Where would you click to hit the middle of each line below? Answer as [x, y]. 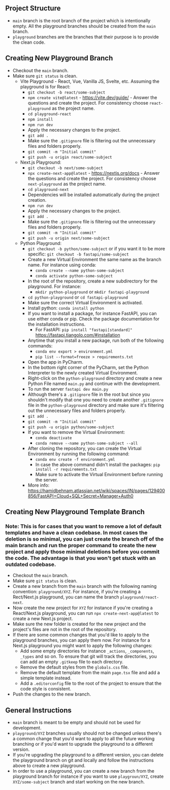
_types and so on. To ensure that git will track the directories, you [89, 656]
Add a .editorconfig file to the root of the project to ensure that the [91, 683]
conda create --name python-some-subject [80, 271]
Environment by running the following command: [78, 454]
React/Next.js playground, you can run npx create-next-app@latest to [86, 613]
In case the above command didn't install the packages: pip [98, 464]
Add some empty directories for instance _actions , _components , [87, 651]
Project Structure [33, 8]
